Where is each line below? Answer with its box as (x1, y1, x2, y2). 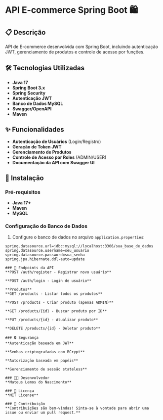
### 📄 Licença (5, 388, 35, 393)
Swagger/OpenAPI (12, 105, 52, 112)
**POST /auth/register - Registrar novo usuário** (5, 270, 112, 275)
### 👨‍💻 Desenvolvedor (5, 375, 50, 380)
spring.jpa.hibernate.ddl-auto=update (5, 256, 85, 262)
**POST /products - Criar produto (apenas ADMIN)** (5, 300, 114, 305)
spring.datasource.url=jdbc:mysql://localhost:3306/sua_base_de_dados (5, 243, 154, 248)
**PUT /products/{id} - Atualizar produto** (5, 317, 98, 322)
